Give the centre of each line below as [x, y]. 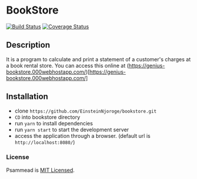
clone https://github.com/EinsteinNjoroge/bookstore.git [86, 111]
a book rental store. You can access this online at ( [68, 65]
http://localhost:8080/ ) [45, 142]
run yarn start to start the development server [72, 130]
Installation [27, 97]
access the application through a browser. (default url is [82, 135]
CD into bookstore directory [47, 117]
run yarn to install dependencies [54, 123]
